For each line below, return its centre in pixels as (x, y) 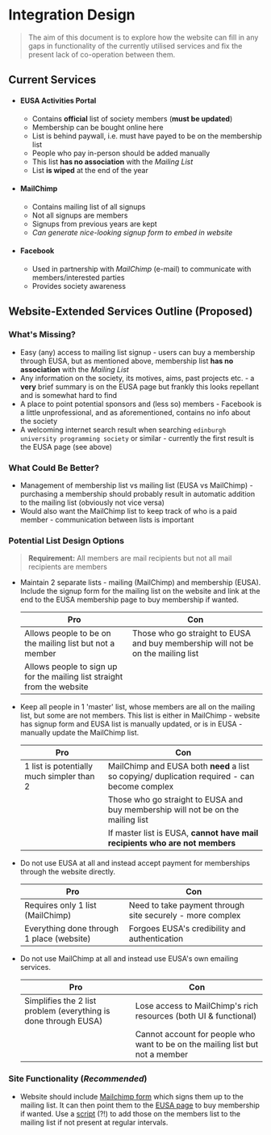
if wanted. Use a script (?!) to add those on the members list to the (130, 1113)
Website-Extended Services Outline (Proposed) (131, 312)
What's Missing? (42, 335)
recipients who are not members (172, 843)
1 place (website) (57, 938)
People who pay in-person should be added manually (121, 153)
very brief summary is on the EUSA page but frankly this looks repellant (140, 387)
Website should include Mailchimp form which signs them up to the (131, 1096)
